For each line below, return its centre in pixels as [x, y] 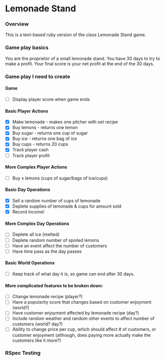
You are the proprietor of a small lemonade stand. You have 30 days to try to [82, 58]
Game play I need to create [38, 76]
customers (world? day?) [37, 324]
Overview [17, 24]
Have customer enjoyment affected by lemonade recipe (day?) [76, 313]
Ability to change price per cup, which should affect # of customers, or [84, 329]
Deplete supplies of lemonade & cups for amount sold [67, 206]
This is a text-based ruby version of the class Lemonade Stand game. [76, 35]
